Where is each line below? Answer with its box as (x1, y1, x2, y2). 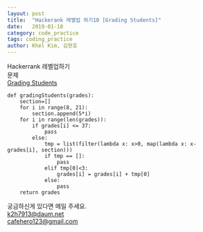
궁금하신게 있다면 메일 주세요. (7, 202, 87, 210)
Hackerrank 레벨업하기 (7, 62, 71, 70)
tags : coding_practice (7, 36, 73, 43)
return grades (19, 189, 60, 196)
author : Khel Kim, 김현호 (7, 42, 78, 49)
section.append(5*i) (32, 110, 91, 117)
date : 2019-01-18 (7, 23, 64, 30)
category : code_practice (7, 29, 79, 37)
